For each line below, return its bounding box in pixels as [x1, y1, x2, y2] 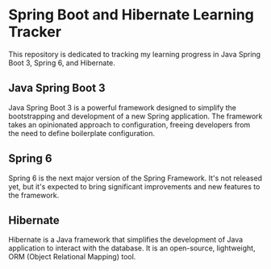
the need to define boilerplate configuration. [8, 128, 156, 138]
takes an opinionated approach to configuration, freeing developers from [8, 119, 251, 130]
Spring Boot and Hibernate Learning [8, 6, 254, 24]
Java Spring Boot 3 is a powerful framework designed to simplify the [8, 102, 236, 112]
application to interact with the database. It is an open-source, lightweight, [8, 243, 256, 253]
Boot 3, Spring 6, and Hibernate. [8, 58, 115, 68]
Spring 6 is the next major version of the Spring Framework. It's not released [8, 173, 263, 183]
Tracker [8, 23, 62, 41]
